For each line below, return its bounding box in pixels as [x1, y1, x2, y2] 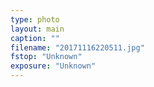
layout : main [10, 24, 65, 34]
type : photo [10, 14, 60, 25]
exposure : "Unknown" [10, 61, 97, 71]
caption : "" [10, 33, 60, 43]
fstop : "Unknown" [10, 52, 83, 62]
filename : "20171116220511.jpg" [10, 42, 145, 53]
